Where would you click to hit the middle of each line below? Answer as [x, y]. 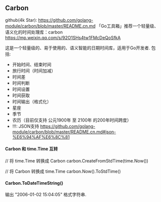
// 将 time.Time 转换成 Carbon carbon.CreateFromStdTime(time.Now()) [77, 161]
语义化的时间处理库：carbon [34, 32]
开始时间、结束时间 [32, 64]
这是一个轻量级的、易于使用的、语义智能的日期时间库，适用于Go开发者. [78, 48]
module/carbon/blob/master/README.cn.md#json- [64, 132]
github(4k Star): [21, 20]
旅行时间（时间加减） [34, 71]
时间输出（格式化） [32, 101]
